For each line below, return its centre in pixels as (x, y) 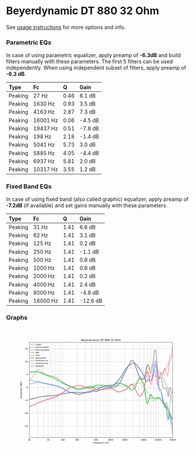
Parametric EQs (29, 42)
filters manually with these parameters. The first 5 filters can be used (89, 62)
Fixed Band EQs (29, 186)
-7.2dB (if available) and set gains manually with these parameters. (87, 206)
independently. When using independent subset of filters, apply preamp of (96, 68)
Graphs (17, 318)
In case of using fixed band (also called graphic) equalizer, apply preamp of (97, 199)
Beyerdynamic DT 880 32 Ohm (83, 11)
